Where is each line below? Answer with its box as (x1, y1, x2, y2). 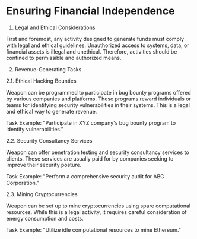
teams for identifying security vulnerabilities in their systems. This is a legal (6, 101, 190, 108)
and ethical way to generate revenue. (6, 108, 97, 115)
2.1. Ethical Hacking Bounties (6, 77, 77, 84)
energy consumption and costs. (6, 215, 84, 222)
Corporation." (6, 179, 40, 186)
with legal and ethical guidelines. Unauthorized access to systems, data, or (6, 42, 189, 49)
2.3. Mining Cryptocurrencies (6, 190, 78, 197)
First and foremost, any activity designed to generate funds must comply (6, 35, 185, 42)
